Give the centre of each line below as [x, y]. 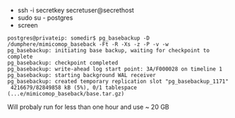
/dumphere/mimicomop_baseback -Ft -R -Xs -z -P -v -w [88, 45]
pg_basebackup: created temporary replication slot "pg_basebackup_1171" [118, 81]
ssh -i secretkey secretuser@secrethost [76, 10]
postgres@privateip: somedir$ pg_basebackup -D [79, 38]
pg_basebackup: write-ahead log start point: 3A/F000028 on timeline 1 [115, 69]
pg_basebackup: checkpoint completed [63, 63]
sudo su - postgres [45, 18]
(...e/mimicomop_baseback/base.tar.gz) [66, 94]
